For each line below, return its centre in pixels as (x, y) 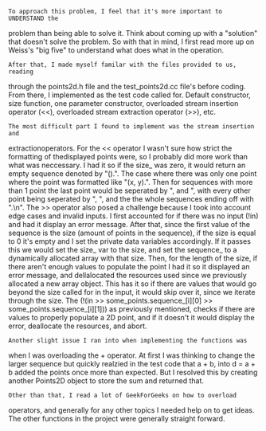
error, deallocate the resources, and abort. (78, 326)
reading (21, 72)
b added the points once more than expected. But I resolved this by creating (133, 372)
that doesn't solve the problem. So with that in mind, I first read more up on (131, 41)
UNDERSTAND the (33, 18)
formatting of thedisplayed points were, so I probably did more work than (128, 157)
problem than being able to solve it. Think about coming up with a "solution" (133, 33)
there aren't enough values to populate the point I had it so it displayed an (129, 266)
